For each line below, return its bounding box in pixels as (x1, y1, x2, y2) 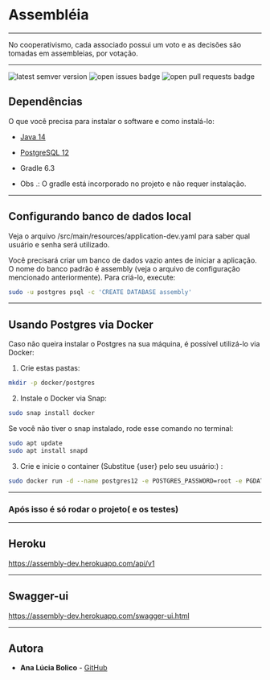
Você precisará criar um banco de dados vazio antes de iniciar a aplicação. (8, 255, 257, 265)
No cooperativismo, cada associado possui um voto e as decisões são (8, 39, 242, 49)
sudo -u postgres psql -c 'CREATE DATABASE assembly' (8, 288, 193, 296)
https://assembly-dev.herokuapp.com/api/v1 (8, 558, 155, 568)
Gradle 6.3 (19, 163, 55, 172)
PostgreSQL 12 (19, 147, 70, 157)
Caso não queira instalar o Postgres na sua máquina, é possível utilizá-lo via (8, 339, 260, 349)
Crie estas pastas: (19, 363, 80, 373)
